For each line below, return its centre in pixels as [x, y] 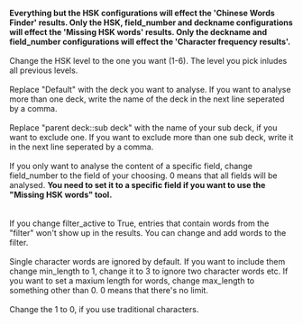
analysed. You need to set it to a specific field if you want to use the [138, 185]
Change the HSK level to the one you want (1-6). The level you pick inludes [148, 61]
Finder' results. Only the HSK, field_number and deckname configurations [151, 22]
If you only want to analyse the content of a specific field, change [131, 166]
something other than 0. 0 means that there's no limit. [109, 290]
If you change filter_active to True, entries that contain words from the [139, 223]
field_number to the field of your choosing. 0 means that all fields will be [143, 175]
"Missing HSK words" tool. [61, 194]
